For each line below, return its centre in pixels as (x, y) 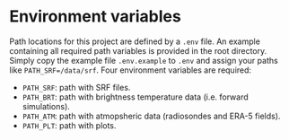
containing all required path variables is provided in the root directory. (138, 50)
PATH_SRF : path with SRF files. (76, 87)
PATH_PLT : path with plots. (69, 125)
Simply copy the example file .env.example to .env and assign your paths (144, 60)
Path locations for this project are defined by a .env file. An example (135, 41)
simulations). (46, 106)
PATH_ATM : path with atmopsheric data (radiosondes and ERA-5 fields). (151, 116)
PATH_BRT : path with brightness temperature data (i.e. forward (135, 97)
